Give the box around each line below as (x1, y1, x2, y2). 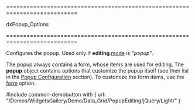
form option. (6, 80, 36, 87)
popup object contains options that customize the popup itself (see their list (6, 67, 189, 74)
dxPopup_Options (6, 21, 49, 27)
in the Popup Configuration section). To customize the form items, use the (6, 74, 184, 80)
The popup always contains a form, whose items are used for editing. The (6, 61, 184, 68)
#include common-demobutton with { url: (6, 91, 106, 98)
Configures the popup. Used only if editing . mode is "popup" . (6, 50, 153, 56)
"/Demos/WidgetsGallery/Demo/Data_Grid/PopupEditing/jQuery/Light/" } (6, 97, 181, 104)
